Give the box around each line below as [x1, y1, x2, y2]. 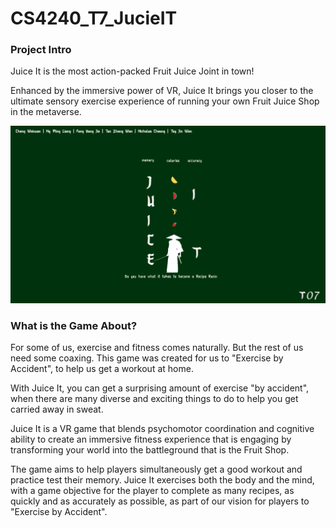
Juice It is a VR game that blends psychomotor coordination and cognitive [10, 423, 315, 435]
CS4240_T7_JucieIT [10, 7, 178, 30]
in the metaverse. [10, 106, 82, 118]
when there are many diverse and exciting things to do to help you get [10, 393, 299, 405]
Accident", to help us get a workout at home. [10, 363, 194, 375]
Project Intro [10, 43, 72, 57]
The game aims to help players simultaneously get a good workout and [10, 463, 303, 476]
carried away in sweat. [10, 403, 104, 416]
